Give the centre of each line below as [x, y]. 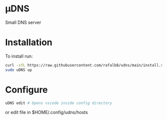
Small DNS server [23, 22]
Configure [27, 90]
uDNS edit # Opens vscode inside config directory [59, 103]
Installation [29, 42]
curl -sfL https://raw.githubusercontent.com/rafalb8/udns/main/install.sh [85, 65]
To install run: [19, 56]
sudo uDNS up [19, 70]
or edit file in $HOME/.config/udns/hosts [46, 113]
